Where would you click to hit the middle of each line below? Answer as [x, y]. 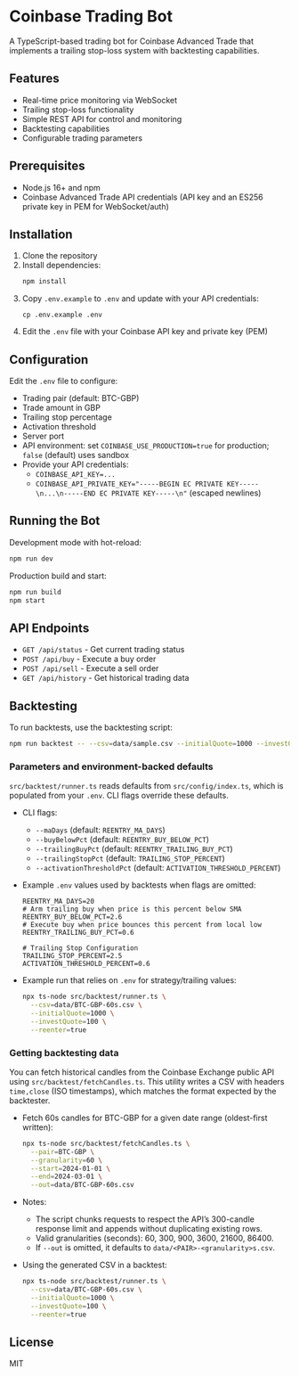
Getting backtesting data [64, 1052]
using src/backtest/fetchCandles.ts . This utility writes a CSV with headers [147, 1081]
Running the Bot [55, 521]
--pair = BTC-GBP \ [63, 1151]
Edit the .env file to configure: [64, 381]
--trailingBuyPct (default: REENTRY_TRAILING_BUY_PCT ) [134, 849]
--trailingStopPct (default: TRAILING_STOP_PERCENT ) [130, 858]
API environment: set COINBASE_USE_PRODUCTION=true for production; [145, 446]
